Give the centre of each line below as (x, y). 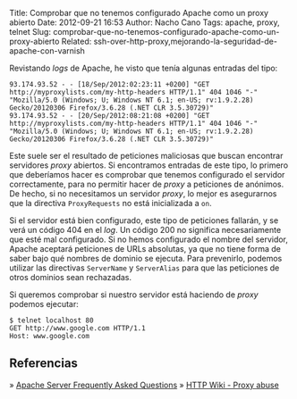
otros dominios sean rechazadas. (71, 277)
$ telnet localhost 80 (51, 320)
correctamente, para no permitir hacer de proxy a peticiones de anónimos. (147, 184)
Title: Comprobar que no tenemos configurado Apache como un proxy (139, 13)
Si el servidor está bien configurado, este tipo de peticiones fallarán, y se (144, 220)
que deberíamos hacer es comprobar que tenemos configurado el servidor (147, 175)
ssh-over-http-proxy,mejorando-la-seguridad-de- (185, 41)
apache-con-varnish (47, 51)
